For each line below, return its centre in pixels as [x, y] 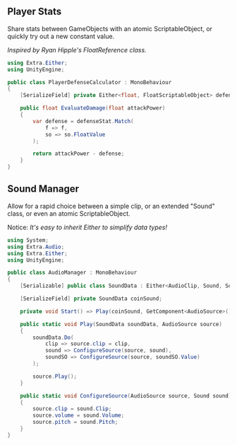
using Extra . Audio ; [36, 247]
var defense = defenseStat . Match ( [83, 121]
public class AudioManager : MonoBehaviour [72, 273]
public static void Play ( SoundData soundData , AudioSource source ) [121, 324]
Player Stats [35, 12]
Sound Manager [43, 189]
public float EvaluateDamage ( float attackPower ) [93, 108]
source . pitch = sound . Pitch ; [75, 422]
